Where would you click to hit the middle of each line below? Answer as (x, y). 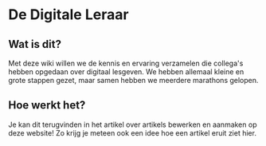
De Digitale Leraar (68, 15)
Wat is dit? (35, 44)
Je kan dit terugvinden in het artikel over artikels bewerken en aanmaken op (133, 124)
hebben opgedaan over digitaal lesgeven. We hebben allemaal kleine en (126, 72)
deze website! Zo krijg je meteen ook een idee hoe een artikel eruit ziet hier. (133, 132)
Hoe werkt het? (47, 105)
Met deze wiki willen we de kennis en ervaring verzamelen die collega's (126, 63)
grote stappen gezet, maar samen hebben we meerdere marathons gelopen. (133, 80)
